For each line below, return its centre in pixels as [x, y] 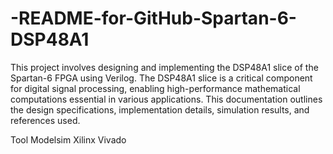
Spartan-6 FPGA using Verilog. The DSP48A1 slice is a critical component [161, 78]
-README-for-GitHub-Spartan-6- [153, 18]
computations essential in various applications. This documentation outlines [166, 99]
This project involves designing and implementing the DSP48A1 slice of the [164, 67]
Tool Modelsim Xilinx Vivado [68, 139]
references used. [45, 120]
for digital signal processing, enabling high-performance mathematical [155, 88]
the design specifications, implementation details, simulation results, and [160, 109]
